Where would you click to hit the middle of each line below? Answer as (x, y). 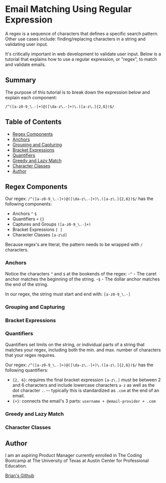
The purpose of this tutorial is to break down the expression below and (78, 92)
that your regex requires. (30, 355)
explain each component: (31, 97)
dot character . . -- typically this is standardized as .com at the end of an (86, 390)
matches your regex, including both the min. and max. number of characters (83, 350)
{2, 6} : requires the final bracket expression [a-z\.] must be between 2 (86, 380)
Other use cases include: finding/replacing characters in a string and (75, 39)
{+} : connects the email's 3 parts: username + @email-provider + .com (84, 401)
